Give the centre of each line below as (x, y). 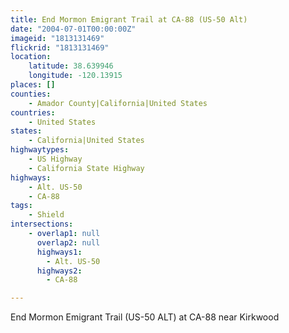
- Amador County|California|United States (118, 103)
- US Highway (55, 159)
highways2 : (59, 271)
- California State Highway (86, 168)
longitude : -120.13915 (75, 76)
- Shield (46, 215)
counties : (31, 94)
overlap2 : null (68, 242)
